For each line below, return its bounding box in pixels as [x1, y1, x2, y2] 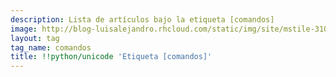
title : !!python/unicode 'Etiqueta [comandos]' [10, 52, 213, 62]
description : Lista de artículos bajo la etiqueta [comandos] [10, 14, 275, 25]
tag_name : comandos [10, 42, 92, 53]
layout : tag [10, 33, 60, 43]
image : [10, 24, 38, 34]
